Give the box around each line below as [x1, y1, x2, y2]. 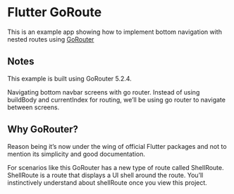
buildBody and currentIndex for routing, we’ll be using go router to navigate [7, 95, 226, 104]
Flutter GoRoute [7, 4, 102, 20]
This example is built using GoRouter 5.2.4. [7, 74, 132, 83]
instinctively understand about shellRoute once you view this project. [7, 178, 208, 187]
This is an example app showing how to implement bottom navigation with [7, 28, 222, 36]
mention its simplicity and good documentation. [7, 150, 146, 158]
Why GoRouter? [7, 123, 79, 135]
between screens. [7, 103, 60, 111]
